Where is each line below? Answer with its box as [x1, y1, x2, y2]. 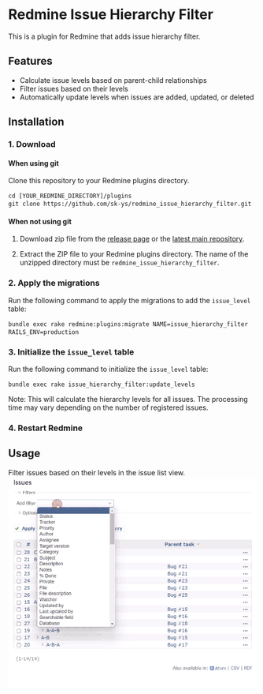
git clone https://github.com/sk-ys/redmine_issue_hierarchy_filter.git [8, 200, 252, 208]
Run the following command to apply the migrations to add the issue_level [8, 295, 251, 305]
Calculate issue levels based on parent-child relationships [19, 75, 207, 84]
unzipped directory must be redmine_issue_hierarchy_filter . [19, 258, 220, 268]
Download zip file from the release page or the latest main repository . [19, 234, 245, 244]
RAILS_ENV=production [8, 328, 80, 336]
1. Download [8, 139, 57, 150]
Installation [8, 115, 65, 129]
